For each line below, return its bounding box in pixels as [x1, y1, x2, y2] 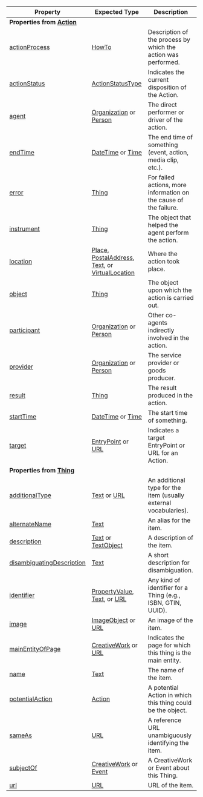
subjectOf [9, 764, 37, 772]
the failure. [147, 203, 178, 211]
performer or [147, 108, 185, 116]
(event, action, [147, 148, 189, 156]
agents [147, 319, 168, 326]
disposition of [147, 83, 187, 91]
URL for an [147, 449, 178, 457]
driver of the [147, 116, 183, 124]
